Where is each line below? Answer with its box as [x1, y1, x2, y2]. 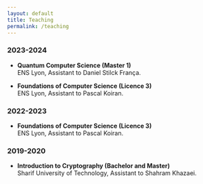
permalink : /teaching [7, 23, 70, 30]
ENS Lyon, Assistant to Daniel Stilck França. [17, 68, 141, 76]
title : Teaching [7, 16, 54, 23]
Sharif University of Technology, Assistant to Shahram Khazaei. [17, 169, 197, 177]
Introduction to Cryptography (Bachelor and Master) [17, 162, 171, 170]
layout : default [7, 10, 54, 17]
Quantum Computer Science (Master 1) [17, 61, 131, 69]
